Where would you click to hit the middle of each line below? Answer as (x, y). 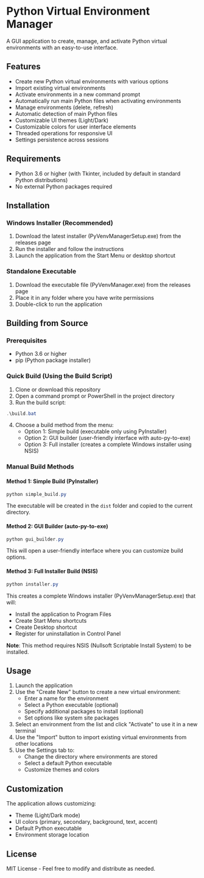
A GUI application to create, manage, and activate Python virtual (87, 41)
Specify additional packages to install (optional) (84, 712)
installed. (18, 652)
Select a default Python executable (68, 763)
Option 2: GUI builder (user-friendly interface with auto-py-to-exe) (107, 438)
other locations (34, 744)
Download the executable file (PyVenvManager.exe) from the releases (103, 285)
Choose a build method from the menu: (64, 425)
